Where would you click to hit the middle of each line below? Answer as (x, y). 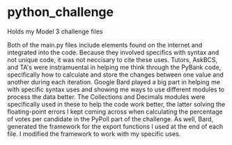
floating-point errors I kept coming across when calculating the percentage (115, 112)
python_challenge (60, 12)
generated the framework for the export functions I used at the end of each (115, 126)
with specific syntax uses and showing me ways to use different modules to (116, 89)
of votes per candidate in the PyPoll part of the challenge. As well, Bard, (110, 119)
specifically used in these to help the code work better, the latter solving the (116, 104)
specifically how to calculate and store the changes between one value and (116, 75)
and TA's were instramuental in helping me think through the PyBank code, (114, 67)
